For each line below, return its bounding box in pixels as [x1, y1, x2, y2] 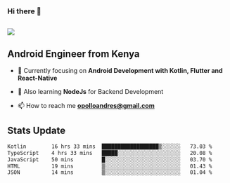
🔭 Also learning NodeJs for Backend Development [17, 88, 164, 96]
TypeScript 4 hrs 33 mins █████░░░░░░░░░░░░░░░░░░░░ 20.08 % [7, 149, 212, 156]
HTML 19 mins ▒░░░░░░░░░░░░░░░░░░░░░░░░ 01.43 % [7, 163, 212, 170]
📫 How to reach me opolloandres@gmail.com [17, 102, 155, 110]
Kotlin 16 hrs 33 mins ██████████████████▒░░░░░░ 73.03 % [7, 143, 212, 150]
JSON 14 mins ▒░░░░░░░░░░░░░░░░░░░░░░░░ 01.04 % [7, 169, 212, 176]
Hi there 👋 [7, 6, 42, 16]
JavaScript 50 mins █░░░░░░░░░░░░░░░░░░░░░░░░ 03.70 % [7, 156, 212, 163]
